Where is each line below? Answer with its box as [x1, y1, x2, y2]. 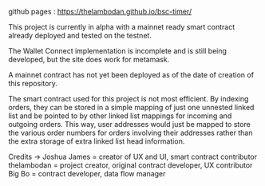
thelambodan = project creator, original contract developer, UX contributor [8, 160, 253, 170]
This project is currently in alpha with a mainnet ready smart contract [8, 22, 235, 31]
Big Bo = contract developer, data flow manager [8, 169, 166, 178]
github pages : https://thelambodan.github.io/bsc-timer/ [8, 7, 192, 16]
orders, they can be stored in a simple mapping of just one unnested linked [8, 103, 255, 112]
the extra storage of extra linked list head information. [8, 137, 185, 146]
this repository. [8, 79, 58, 88]
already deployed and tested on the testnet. [8, 31, 152, 40]
